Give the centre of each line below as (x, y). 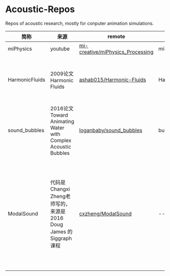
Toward (59, 115)
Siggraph (61, 238)
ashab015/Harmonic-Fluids (113, 79)
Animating (62, 121)
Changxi (60, 189)
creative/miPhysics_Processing (116, 52)
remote (116, 36)
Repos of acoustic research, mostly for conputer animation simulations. (80, 23)
